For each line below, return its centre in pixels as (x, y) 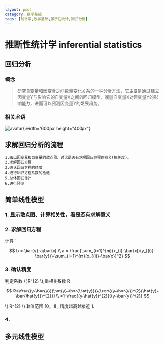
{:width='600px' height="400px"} (57, 128)
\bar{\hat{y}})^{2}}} (35, 296)
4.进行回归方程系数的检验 (27, 173)
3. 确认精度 (18, 269)
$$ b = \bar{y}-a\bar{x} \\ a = (39, 250)
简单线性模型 (25, 199)
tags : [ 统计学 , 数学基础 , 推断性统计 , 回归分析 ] (47, 19)
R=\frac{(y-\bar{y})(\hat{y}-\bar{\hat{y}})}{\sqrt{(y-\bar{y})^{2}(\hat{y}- (86, 291)
